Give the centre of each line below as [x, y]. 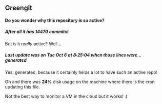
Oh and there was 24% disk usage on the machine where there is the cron [80, 82]
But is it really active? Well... [33, 44]
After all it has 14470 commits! [37, 32]
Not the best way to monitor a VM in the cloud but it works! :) [66, 96]
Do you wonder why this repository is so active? [55, 20]
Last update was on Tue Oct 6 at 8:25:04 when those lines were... [73, 55]
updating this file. [22, 87]
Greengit [19, 8]
